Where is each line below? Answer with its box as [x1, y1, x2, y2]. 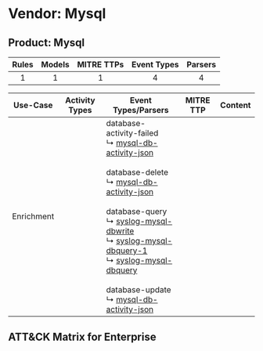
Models [41, 60, 70, 70]
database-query [106, 206, 168, 216]
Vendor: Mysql [8, 5, 106, 23]
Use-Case [13, 100, 53, 110]
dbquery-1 [106, 245, 148, 255]
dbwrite [106, 226, 135, 236]
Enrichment [12, 211, 55, 222]
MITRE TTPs [77, 60, 124, 70]
